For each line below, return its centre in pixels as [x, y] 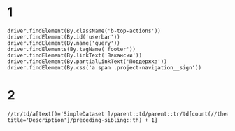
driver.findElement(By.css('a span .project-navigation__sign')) [104, 67]
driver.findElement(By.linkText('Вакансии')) [74, 55]
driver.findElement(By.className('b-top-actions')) [84, 31]
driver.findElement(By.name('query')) [64, 43]
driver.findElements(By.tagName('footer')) [72, 49]
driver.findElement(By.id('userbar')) [64, 37]
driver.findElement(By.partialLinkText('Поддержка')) [87, 61]
